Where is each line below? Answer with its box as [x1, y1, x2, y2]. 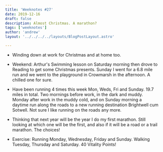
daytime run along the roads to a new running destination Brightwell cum [12, 102, 159, 108]
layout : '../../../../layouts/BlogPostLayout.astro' [5, 35, 115, 39]
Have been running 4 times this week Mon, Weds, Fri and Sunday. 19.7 [12, 86, 154, 92]
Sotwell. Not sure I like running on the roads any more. [12, 107, 122, 113]
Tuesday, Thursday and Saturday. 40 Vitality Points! [12, 141, 116, 147]
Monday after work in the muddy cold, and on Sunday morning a [12, 96, 142, 102]
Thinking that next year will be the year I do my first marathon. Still [12, 116, 146, 122]
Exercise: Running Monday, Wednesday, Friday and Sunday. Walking [12, 136, 150, 142]
